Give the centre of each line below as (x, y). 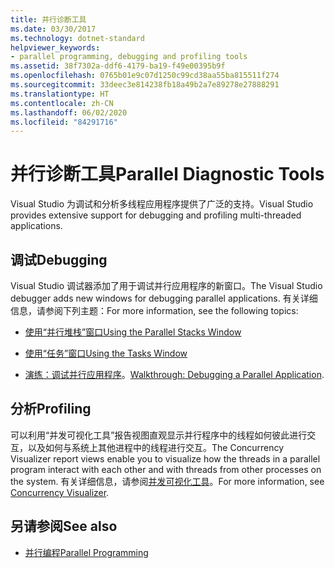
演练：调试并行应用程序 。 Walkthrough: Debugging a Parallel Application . (174, 374)
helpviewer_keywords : (55, 47)
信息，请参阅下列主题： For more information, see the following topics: (154, 310)
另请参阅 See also (64, 526)
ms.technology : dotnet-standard (77, 38)
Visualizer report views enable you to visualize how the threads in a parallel (165, 458)
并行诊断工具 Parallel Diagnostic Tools (167, 174)
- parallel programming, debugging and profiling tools (129, 57)
